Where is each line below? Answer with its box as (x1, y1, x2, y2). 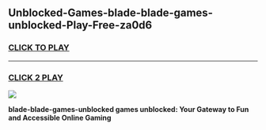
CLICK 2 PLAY (8, 72, 63, 83)
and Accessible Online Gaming (8, 113, 112, 122)
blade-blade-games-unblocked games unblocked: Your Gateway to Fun (8, 104, 249, 113)
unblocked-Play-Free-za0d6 (8, 19, 153, 32)
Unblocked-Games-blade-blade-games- (8, 6, 214, 20)
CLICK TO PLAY (8, 43, 70, 54)
